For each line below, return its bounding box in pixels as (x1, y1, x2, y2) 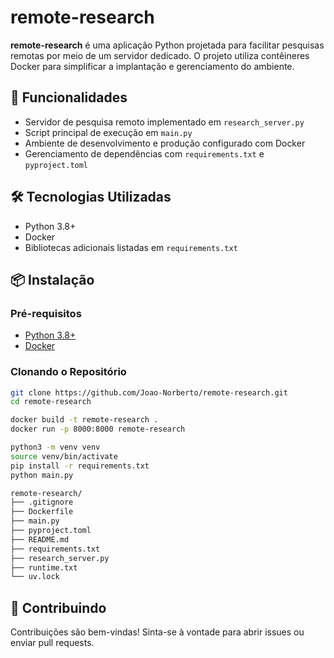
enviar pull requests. (10, 637, 95, 649)
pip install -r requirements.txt (10, 461, 150, 471)
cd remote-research (10, 397, 92, 407)
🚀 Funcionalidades (10, 89, 128, 106)
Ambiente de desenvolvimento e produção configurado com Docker (24, 137, 306, 149)
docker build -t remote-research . (10, 415, 159, 425)
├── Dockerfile (10, 507, 74, 517)
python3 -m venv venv (10, 442, 101, 453)
